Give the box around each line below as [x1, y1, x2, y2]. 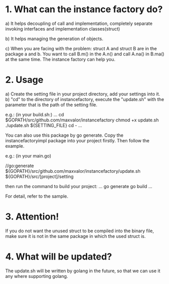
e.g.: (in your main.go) [5, 152, 52, 159]
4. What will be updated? [5, 251, 112, 262]
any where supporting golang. [5, 273, 69, 279]
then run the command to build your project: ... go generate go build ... [5, 183, 152, 189]
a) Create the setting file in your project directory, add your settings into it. [5, 90, 160, 97]
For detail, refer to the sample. [5, 193, 69, 199]
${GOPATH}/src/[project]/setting [5, 173, 74, 179]
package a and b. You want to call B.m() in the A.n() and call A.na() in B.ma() [5, 51, 165, 57]
